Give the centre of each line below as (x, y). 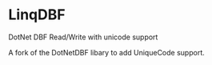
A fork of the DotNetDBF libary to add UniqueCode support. (107, 52)
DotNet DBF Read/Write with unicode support (83, 37)
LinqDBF (37, 15)
